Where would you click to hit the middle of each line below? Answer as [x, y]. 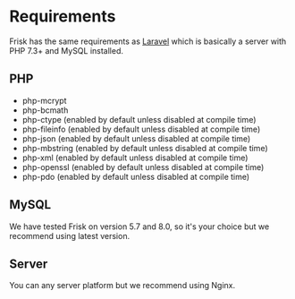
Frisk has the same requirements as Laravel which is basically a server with [148, 41]
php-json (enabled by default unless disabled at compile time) [136, 138]
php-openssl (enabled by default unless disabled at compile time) [143, 167]
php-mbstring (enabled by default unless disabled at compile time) [145, 148]
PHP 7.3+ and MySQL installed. [66, 50]
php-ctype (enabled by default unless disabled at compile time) [139, 119]
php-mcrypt [44, 100]
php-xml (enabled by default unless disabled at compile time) [135, 158]
